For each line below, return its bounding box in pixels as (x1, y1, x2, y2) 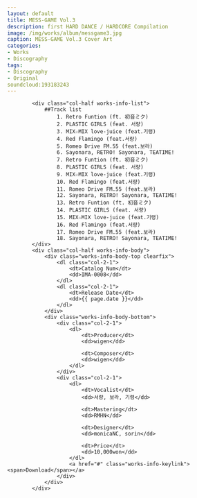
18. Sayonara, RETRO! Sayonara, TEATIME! (56, 235, 178, 242)
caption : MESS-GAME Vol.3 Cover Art (7, 36, 113, 43)
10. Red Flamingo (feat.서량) (56, 178, 141, 186)
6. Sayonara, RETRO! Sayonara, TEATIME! (56, 149, 175, 156)
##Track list (44, 106, 82, 113)
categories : (7, 42, 41, 49)
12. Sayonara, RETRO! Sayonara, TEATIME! (56, 192, 178, 199)
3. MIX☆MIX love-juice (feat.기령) (56, 128, 157, 135)
